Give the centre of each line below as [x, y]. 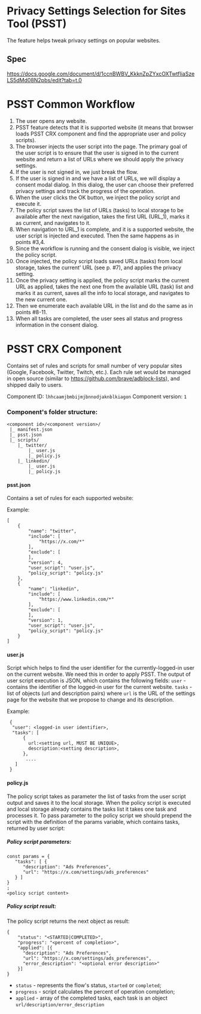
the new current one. [41, 299]
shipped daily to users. [35, 384]
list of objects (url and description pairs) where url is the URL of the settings [101, 693]
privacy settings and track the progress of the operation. [85, 191]
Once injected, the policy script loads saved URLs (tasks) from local [99, 261]
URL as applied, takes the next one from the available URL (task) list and [104, 287]
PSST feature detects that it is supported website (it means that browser [104, 127]
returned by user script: [36, 828]
